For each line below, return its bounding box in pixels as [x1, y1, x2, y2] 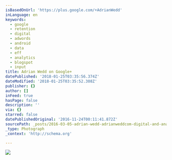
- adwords [10, 36, 31, 41]
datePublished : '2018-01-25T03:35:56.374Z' [5, 74, 100, 79]
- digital [10, 31, 31, 36]
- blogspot [10, 60, 33, 65]
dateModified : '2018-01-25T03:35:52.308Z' [5, 79, 97, 84]
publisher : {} [5, 83, 36, 88]
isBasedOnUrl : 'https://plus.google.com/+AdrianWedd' [5, 7, 123, 13]
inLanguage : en [5, 12, 38, 17]
